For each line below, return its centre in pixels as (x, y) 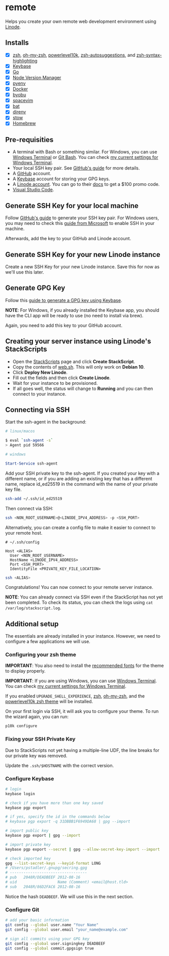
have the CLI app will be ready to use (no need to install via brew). (74, 315)
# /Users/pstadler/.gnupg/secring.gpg (46, 868)
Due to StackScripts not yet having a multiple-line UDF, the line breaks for (82, 750)
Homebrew (24, 123)
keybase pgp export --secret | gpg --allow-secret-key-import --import (82, 849)
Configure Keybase (30, 778)
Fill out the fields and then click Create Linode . (61, 378)
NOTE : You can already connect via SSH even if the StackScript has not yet (84, 597)
